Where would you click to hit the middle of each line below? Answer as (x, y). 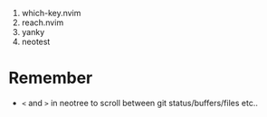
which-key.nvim (51, 13)
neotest (36, 41)
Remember (51, 78)
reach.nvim (43, 22)
